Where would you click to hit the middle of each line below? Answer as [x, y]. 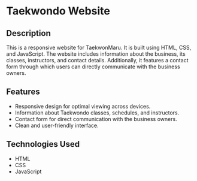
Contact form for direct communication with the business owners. [96, 119]
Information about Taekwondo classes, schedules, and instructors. [97, 113]
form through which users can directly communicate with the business [93, 67]
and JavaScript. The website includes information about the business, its [96, 54]
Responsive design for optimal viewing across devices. [83, 106]
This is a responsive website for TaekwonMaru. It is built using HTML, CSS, [99, 47]
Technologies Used [43, 144]
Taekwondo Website [58, 11]
